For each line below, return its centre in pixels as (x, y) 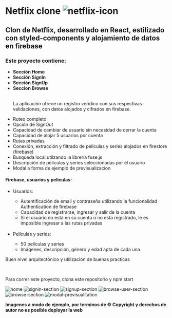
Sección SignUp (30, 83)
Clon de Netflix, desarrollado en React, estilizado (85, 30)
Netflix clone (33, 11)
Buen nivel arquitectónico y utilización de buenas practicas (68, 259)
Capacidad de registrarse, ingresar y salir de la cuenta (78, 212)
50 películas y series (42, 244)
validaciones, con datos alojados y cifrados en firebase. (72, 109)
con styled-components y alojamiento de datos (83, 38)
